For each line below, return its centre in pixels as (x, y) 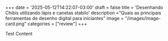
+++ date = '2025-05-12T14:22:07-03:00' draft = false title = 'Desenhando (84, 7)
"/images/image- (143, 18)
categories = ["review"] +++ (57, 24)
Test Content (19, 34)
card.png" (16, 24)
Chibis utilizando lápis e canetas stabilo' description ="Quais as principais (83, 13)
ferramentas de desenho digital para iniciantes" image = (65, 18)
